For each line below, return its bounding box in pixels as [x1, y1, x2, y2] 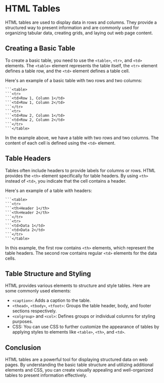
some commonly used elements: [5, 288, 71, 294]
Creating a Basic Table [5, 44, 75, 52]
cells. [5, 255, 16, 261]
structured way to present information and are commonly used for [5, 24, 139, 30]
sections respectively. [12, 308, 57, 314]
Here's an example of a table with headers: [5, 188, 93, 193]
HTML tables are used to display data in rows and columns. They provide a [5, 19, 157, 25]
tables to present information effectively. [5, 372, 88, 379]
